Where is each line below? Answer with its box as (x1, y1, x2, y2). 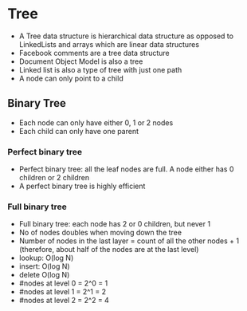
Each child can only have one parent (18, 126, 139, 136)
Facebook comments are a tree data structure (18, 48, 170, 57)
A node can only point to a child (18, 73, 124, 83)
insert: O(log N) (18, 262, 70, 271)
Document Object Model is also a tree (18, 57, 143, 66)
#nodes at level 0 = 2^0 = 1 (18, 278, 108, 288)
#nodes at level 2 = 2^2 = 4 (18, 296, 109, 305)
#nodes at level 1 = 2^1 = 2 (18, 287, 107, 297)
